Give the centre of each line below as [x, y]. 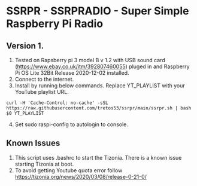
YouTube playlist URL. [42, 92]
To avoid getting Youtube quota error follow [69, 170]
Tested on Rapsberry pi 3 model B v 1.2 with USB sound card [90, 60]
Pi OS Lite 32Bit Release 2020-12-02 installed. [72, 73]
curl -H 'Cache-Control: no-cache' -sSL [57, 103]
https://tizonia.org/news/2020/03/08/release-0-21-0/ [81, 176]
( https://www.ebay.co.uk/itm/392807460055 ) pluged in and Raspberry [102, 66]
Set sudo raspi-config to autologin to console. [72, 124]
